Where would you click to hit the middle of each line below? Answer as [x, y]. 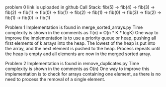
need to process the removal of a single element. [55, 79]
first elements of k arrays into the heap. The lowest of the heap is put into [80, 43]
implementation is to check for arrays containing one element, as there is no [83, 74]
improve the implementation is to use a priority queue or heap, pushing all [81, 38]
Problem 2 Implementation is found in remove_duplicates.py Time [72, 63]
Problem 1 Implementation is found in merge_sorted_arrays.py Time [74, 27]
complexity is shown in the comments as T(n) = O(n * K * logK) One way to [82, 33]
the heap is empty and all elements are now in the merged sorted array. [78, 54]
